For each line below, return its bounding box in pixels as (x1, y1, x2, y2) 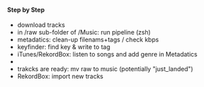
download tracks (17, 21, 66, 29)
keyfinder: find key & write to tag (17, 43, 111, 51)
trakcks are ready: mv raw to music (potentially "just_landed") (17, 65, 194, 73)
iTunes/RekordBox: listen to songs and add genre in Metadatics (17, 50, 198, 59)
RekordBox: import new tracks (17, 72, 104, 81)
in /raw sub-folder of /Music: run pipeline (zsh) (17, 28, 151, 37)
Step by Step (7, 6, 45, 14)
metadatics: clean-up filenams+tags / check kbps (17, 35, 159, 44)
